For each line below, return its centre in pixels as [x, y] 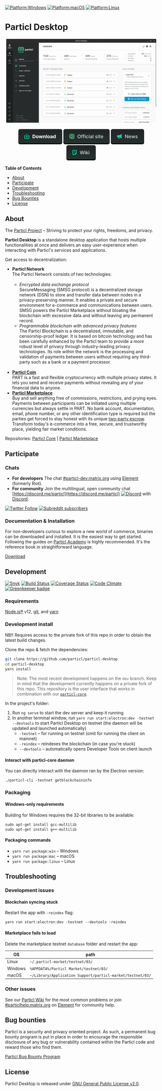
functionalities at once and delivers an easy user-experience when [71, 245]
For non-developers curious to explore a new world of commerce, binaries [79, 532]
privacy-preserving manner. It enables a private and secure [78, 300]
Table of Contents [23, 168]
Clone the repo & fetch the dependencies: [47, 649]
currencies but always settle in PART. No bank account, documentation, [83, 409]
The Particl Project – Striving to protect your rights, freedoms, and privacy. [79, 230]
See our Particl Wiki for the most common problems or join [63, 1000]
